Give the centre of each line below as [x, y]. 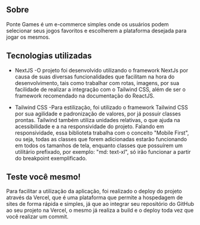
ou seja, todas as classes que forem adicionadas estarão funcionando [101, 139]
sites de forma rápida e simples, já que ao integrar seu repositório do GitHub [100, 204]
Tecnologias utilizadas [49, 56]
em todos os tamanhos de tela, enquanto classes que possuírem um [99, 145]
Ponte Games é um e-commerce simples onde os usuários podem [87, 24]
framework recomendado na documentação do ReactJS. [84, 96]
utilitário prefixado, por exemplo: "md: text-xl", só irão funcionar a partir [103, 151]
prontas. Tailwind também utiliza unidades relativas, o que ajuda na [97, 120]
